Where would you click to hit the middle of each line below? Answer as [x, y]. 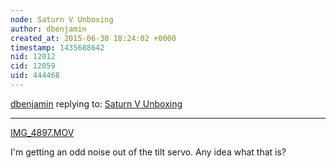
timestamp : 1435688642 [57, 47]
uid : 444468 [35, 76]
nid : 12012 [33, 57]
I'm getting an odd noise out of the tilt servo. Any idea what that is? [148, 152]
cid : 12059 [33, 66]
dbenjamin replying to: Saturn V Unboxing [96, 103]
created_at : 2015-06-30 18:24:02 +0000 [93, 38]
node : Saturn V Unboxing [62, 19]
